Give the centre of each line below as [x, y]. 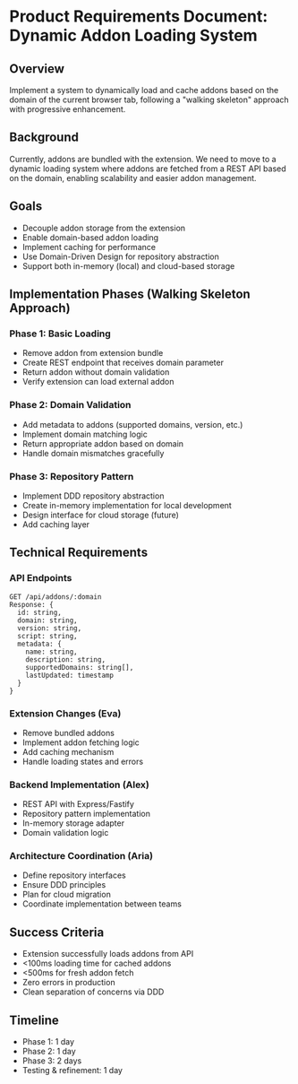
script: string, [47, 636]
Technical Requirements [79, 553]
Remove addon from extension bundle [93, 353]
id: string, [40, 612]
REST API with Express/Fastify [78, 804]
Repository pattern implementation [86, 814]
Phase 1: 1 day [48, 1042]
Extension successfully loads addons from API [108, 954]
